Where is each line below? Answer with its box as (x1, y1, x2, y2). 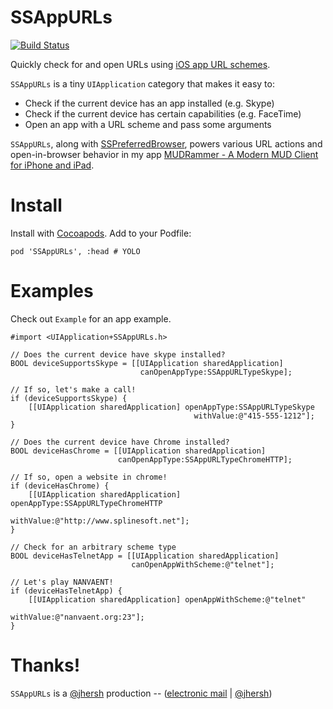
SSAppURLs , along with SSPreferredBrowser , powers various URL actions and (10, 137, 323, 150)
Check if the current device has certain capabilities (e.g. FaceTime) (24, 107, 302, 120)
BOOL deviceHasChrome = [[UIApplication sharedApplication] (10, 446, 267, 456)
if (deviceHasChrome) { (10, 481, 110, 491)
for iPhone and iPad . (10, 159, 95, 171)
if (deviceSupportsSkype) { (10, 393, 128, 403)
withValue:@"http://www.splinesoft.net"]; (10, 516, 190, 526)
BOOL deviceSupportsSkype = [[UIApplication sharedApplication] (10, 358, 284, 368)
